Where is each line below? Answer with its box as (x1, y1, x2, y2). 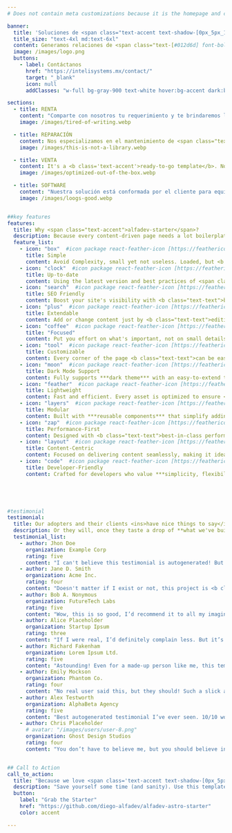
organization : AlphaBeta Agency (25, 700, 119, 708)
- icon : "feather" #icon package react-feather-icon (19, 381, 177, 387)
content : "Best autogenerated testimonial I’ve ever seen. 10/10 (25, 713, 217, 720)
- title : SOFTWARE (13, 182, 67, 189)
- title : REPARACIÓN (13, 131, 72, 138)
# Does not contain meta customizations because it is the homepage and (7, 10, 221, 17)
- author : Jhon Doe (19, 540, 76, 547)
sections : (7, 100, 36, 107)
